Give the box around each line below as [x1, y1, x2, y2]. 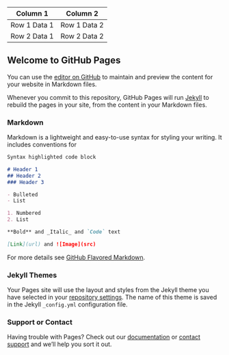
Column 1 [16, 9, 49, 18]
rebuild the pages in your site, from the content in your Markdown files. [7, 101, 207, 109]
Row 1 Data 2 [60, 21, 104, 29]
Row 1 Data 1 [10, 21, 54, 29]
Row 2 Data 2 [60, 31, 104, 40]
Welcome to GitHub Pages [7, 55, 121, 66]
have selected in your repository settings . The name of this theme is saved [7, 293, 217, 302]
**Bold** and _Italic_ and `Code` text [7, 228, 121, 235]
